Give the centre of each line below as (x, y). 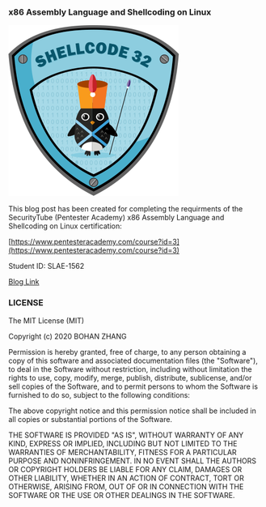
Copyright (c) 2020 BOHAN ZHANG (68, 336)
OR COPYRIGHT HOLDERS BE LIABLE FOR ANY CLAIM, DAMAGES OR (125, 469)
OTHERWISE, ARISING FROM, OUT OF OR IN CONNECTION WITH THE (126, 486)
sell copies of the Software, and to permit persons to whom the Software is (133, 386)
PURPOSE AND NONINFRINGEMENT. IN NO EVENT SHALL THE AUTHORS (133, 461)
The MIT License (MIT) (46, 320)
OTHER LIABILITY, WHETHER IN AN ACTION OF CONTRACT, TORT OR (126, 478)
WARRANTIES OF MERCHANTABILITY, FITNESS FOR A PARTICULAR (122, 452)
